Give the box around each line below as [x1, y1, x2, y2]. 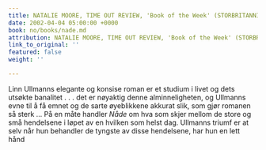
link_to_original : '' [8, 41, 80, 49]
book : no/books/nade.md [8, 26, 87, 34]
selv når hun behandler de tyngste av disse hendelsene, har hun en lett [8, 126, 240, 135]
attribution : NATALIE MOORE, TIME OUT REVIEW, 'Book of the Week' [8, 33, 232, 42]
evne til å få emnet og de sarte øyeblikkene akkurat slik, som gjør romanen [8, 100, 251, 111]
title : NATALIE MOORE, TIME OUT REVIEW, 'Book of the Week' [8, 11, 211, 20]
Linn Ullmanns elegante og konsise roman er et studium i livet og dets [8, 84, 235, 93]
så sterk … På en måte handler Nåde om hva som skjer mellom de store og [8, 109, 252, 118]
